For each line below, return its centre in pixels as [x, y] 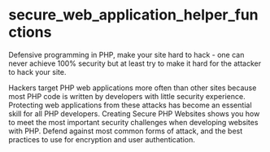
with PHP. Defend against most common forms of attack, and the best [126, 131]
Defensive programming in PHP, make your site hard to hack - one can [126, 54]
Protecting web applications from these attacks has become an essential [130, 105]
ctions [30, 32]
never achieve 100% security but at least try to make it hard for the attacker [135, 63]
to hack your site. [37, 72]
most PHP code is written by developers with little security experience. [127, 96]
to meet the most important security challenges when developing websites [133, 122]
